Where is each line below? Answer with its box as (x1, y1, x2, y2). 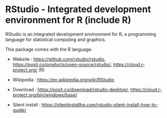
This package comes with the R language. (5, 46, 93, 52)
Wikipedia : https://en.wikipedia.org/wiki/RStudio (12, 76, 115, 83)
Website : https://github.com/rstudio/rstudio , (12, 56, 106, 62)
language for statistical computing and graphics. (5, 36, 106, 43)
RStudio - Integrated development (5, 4, 151, 15)
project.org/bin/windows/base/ (12, 92, 77, 98)
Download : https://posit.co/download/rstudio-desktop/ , (12, 86, 130, 92)
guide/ (12, 107, 26, 113)
